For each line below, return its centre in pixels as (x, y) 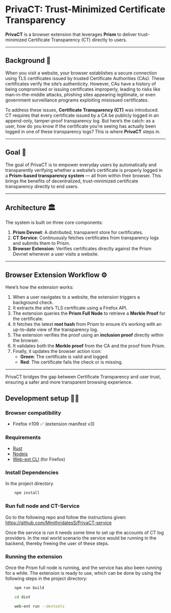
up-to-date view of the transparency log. (55, 329)
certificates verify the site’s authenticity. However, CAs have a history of (81, 84)
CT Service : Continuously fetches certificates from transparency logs (86, 238)
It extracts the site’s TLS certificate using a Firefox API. (70, 308)
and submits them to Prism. (41, 243)
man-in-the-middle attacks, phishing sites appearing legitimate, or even (80, 94)
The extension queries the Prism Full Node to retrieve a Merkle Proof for (89, 313)
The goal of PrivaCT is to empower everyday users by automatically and (81, 165)
